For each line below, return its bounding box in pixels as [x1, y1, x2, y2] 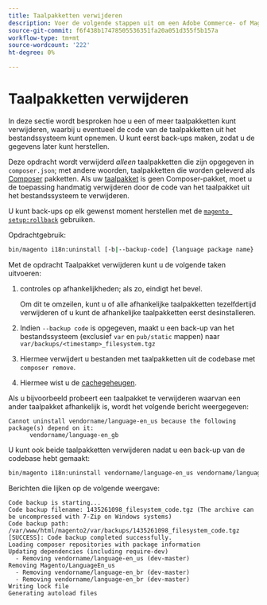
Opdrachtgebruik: [8, 230, 66, 240]
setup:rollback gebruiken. [8, 214, 95, 224]
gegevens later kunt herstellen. [8, 141, 110, 151]
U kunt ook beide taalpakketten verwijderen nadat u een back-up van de [8, 445, 246, 455]
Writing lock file [8, 582, 69, 590]
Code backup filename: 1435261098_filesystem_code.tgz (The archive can [8, 505, 254, 513]
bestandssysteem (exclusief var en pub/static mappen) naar [19, 331, 220, 341]
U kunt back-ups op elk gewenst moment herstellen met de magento [8, 206, 229, 216]
